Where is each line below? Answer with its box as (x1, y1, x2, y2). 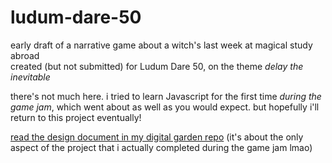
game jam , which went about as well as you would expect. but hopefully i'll (10, 101, 320, 113)
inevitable (10, 71, 51, 83)
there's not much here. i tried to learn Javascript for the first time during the (10, 90, 322, 102)
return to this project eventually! (10, 111, 142, 123)
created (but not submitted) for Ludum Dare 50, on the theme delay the (10, 60, 304, 72)
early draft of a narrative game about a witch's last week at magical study (10, 39, 313, 51)
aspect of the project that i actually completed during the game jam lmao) (10, 141, 313, 153)
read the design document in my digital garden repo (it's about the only (10, 131, 304, 143)
